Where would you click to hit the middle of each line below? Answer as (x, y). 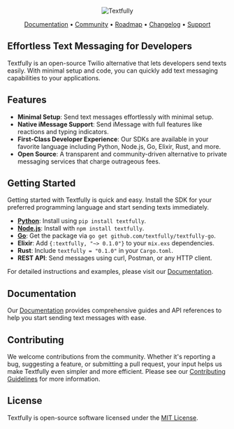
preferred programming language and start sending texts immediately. (108, 208)
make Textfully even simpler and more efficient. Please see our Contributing (116, 372)
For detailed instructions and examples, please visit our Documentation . (110, 272)
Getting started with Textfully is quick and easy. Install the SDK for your (110, 200)
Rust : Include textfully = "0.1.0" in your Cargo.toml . (95, 251)
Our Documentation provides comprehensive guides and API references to (115, 310)
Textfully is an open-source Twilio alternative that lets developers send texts (117, 63)
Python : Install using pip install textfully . (82, 221)
